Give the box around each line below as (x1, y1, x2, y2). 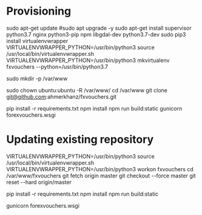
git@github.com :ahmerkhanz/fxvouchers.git (6, 93, 117, 100)
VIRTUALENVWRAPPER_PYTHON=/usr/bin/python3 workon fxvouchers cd (6, 165, 194, 172)
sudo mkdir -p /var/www (6, 75, 68, 82)
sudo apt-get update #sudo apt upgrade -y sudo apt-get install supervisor (6, 24, 192, 32)
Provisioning (6, 4, 72, 18)
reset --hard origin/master (6, 178, 72, 186)
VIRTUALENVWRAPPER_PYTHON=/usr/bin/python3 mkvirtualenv (6, 56, 170, 64)
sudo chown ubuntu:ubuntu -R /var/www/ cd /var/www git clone (6, 86, 168, 94)
